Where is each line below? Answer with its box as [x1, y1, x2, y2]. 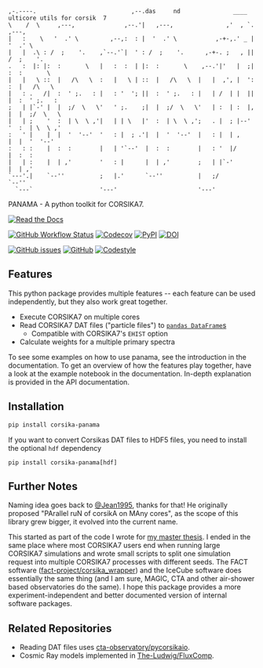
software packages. [8, 599, 73, 608]
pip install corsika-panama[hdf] [8, 459, 118, 467]
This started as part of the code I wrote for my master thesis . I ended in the [8, 532, 251, 542]
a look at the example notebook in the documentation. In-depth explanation [8, 368, 252, 378]
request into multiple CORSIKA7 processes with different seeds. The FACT [8, 557, 249, 567]
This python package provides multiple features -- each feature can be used [8, 289, 256, 298]
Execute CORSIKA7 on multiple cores [19, 312, 140, 321]
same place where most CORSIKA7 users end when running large [8, 541, 221, 550]
